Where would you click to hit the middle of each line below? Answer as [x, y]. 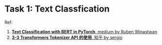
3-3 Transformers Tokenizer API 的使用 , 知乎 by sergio [67, 37]
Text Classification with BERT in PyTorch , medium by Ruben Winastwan [84, 31]
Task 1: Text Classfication [57, 9]
